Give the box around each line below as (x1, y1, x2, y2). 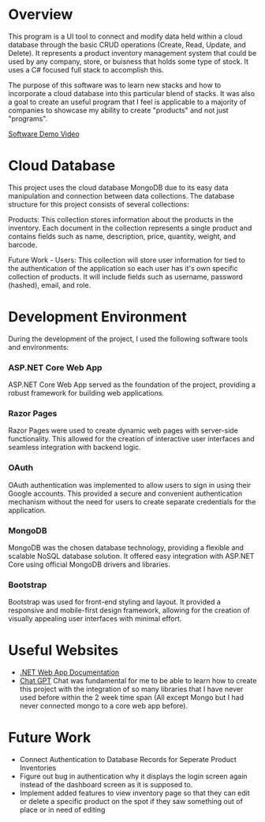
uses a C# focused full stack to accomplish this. (8, 65, 164, 74)
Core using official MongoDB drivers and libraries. (8, 560, 171, 569)
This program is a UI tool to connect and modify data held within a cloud (8, 32, 243, 41)
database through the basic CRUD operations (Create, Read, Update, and (8, 39, 246, 49)
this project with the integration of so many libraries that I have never (19, 684, 244, 694)
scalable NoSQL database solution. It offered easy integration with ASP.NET (8, 552, 255, 560)
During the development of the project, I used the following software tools (8, 333, 248, 344)
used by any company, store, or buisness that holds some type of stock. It (8, 57, 249, 66)
